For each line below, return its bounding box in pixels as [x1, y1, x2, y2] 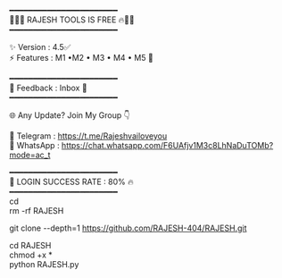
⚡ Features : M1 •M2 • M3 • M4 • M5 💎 [9, 53, 153, 63]
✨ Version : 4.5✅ [9, 42, 71, 52]
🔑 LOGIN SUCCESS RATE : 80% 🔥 [9, 176, 134, 187]
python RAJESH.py [9, 259, 79, 269]
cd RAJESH [9, 240, 52, 250]
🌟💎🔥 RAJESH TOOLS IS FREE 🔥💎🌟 [9, 14, 136, 25]
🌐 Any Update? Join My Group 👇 [9, 110, 131, 121]
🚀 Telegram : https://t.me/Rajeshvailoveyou [9, 131, 168, 141]
